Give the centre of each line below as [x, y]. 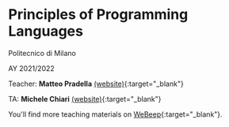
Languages [46, 31]
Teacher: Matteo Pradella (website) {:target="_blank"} [96, 84]
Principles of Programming [98, 15]
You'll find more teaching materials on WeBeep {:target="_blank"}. [116, 114]
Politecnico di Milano [42, 53]
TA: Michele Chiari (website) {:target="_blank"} [85, 99]
